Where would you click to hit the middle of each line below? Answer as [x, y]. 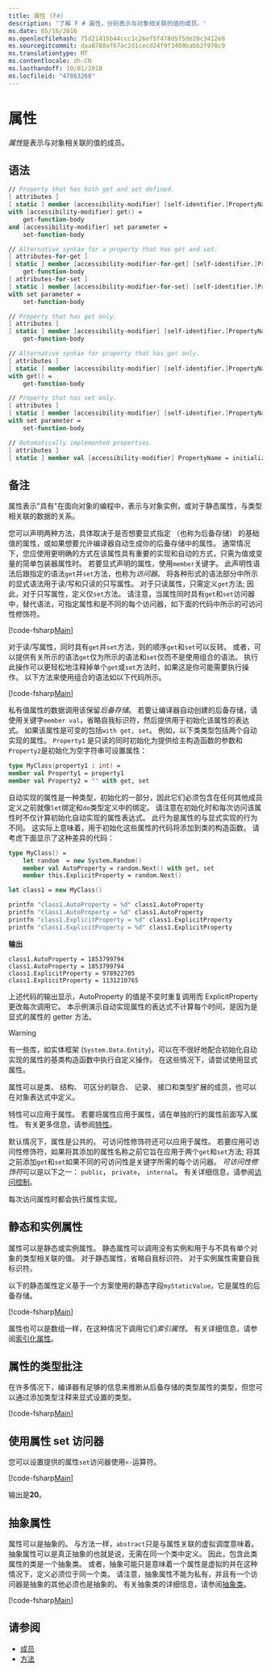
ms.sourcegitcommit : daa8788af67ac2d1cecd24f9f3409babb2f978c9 [117, 46]
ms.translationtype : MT [48, 53]
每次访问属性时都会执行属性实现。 [65, 1199]
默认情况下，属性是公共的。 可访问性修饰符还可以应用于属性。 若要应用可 [130, 1141]
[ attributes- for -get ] [48, 257]
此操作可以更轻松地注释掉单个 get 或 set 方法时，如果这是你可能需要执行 [125, 667]
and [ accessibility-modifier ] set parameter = [88, 227]
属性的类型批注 [46, 1366]
